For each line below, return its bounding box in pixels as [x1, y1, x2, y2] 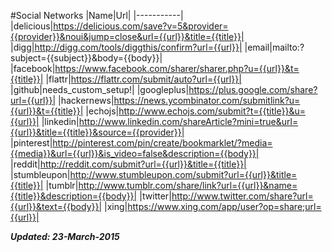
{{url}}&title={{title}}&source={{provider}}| [10, 126, 185, 138]
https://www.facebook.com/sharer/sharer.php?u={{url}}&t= [54, 63, 300, 74]
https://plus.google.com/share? [188, 84, 318, 95]
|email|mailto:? [244, 41, 305, 53]
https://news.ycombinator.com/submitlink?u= [113, 95, 301, 106]
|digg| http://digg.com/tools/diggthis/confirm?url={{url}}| [10, 41, 243, 53]
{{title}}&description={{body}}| [10, 190, 138, 202]
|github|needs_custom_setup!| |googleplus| [10, 84, 190, 95]
